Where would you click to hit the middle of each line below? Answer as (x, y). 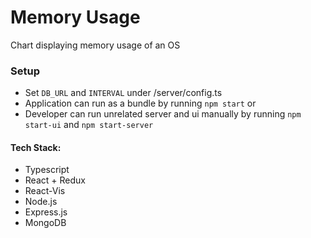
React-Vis (45, 191)
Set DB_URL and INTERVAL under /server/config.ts (123, 93)
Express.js (46, 212)
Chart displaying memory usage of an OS (95, 45)
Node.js (41, 202)
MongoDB (45, 223)
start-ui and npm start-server (89, 125)
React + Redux (55, 180)
